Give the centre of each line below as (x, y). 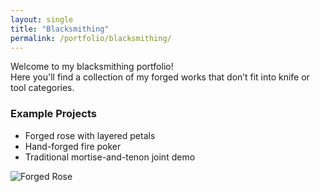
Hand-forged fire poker (73, 146)
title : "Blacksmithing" (60, 29)
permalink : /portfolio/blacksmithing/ (91, 38)
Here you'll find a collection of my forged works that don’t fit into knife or (160, 77)
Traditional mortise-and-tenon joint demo (110, 157)
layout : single (42, 19)
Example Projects (53, 114)
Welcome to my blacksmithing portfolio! (92, 67)
